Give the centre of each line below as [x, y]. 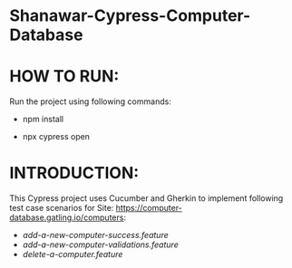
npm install [43, 120]
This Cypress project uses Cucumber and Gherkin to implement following [146, 198]
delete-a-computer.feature [73, 254]
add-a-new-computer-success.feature [96, 235]
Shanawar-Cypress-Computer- [130, 16]
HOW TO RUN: [64, 77]
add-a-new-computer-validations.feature [100, 244]
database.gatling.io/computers [67, 217]
